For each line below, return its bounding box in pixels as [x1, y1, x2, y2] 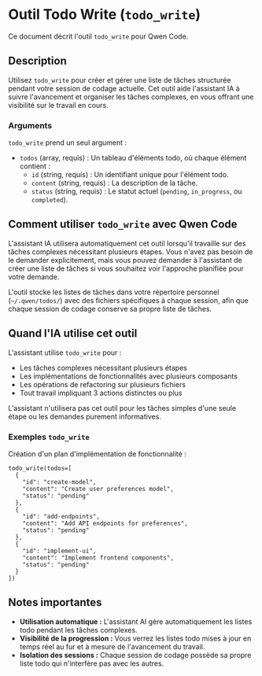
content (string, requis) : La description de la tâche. [31, 179, 198, 188]
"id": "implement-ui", [22, 547, 97, 555]
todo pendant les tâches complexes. [19, 625, 138, 634]
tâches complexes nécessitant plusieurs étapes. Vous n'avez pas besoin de [8, 246, 253, 257]
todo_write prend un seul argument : [8, 138, 127, 147]
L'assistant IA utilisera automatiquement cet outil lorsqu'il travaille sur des [8, 238, 246, 248]
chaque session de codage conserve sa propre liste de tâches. [8, 304, 212, 313]
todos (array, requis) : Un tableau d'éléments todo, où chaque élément [19, 153, 247, 163]
